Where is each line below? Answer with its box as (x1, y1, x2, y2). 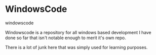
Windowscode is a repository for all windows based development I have (5, 29, 152, 35)
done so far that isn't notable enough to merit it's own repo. (5, 35, 126, 41)
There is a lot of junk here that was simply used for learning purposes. (5, 44, 148, 50)
